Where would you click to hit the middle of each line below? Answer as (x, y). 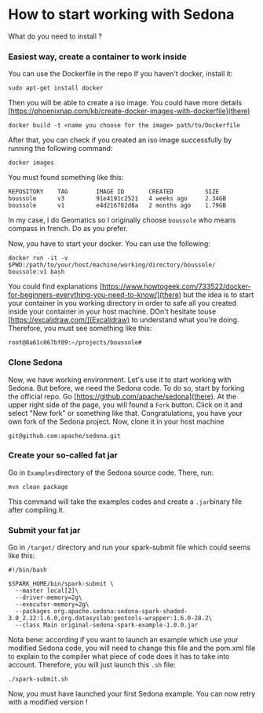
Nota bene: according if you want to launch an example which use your (123, 640)
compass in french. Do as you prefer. (68, 229)
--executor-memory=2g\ (52, 605)
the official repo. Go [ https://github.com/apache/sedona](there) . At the (122, 396)
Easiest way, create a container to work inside (97, 57)
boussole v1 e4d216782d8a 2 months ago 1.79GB (117, 206)
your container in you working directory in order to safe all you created (122, 303)
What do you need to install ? (55, 36)
